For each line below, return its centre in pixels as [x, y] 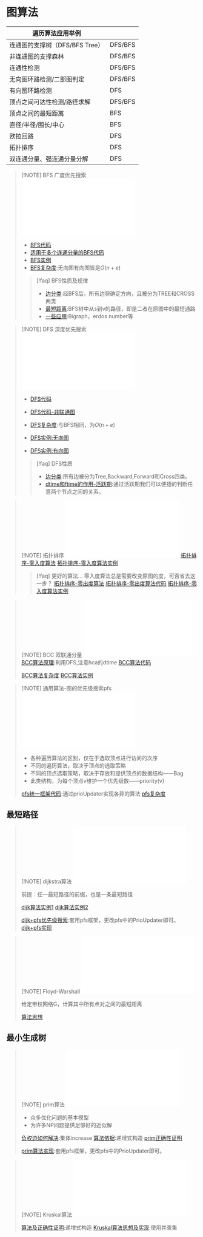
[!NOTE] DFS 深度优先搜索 [54, 329]
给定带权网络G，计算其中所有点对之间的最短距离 [82, 1004]
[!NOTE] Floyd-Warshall [51, 991]
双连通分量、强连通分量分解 [49, 158]
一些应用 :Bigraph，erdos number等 [89, 316]
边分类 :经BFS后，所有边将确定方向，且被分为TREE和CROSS [120, 293]
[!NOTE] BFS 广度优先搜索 [54, 175]
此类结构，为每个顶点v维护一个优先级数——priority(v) [97, 780]
